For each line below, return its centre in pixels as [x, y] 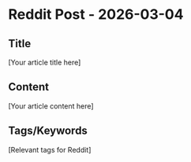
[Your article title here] [45, 62]
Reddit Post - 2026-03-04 [96, 15]
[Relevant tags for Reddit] [50, 149]
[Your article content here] [51, 106]
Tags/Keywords [48, 131]
